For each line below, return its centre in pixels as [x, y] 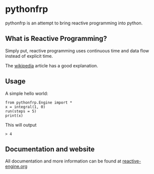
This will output [21, 125]
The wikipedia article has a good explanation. [52, 65]
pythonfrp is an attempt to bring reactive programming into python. [74, 23]
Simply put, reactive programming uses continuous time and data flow [77, 50]
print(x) [14, 116]
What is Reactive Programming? [56, 39]
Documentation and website [50, 149]
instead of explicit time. [29, 56]
